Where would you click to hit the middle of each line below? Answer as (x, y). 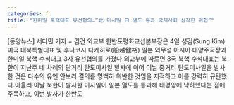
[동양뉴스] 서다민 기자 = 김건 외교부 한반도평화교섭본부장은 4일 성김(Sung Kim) (116, 41)
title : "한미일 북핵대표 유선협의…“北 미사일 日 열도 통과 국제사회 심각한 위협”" (111, 20)
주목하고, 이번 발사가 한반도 (45, 93)
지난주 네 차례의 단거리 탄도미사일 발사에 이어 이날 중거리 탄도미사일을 (116, 67)
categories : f (28, 14)
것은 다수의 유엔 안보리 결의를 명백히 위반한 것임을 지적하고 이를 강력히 (111, 76)
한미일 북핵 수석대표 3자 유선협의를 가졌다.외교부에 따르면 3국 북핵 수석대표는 (113, 58)
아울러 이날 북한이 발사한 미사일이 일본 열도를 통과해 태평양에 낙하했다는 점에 (120, 85)
